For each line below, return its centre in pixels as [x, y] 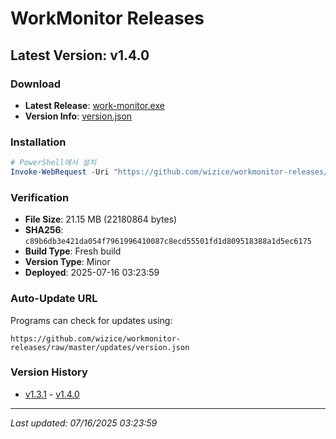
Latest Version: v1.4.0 [80, 55]
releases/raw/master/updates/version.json [100, 347]
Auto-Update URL [54, 299]
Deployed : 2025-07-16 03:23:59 [92, 273]
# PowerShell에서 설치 [53, 163]
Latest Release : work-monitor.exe [94, 105]
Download [36, 84]
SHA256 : [44, 230]
